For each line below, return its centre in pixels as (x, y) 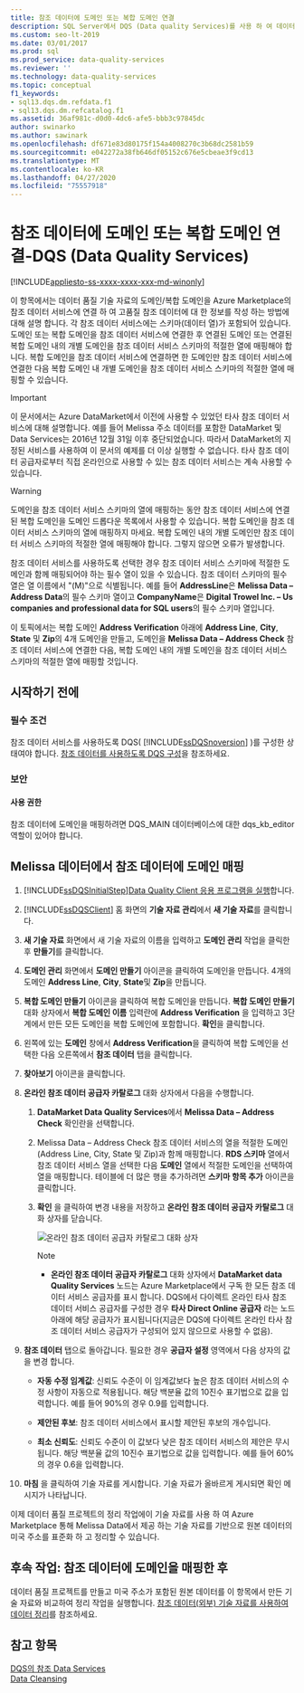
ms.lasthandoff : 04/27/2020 (63, 177)
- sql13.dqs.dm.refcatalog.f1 (67, 110)
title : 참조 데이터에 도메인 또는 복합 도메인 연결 (92, 18)
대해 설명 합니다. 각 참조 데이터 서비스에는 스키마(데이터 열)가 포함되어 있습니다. (151, 323)
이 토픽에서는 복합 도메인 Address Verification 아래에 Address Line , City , (144, 628)
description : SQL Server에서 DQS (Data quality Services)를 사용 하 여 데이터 (153, 26)
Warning (26, 491)
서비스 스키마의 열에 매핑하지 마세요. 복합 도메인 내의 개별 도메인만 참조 (152, 533)
